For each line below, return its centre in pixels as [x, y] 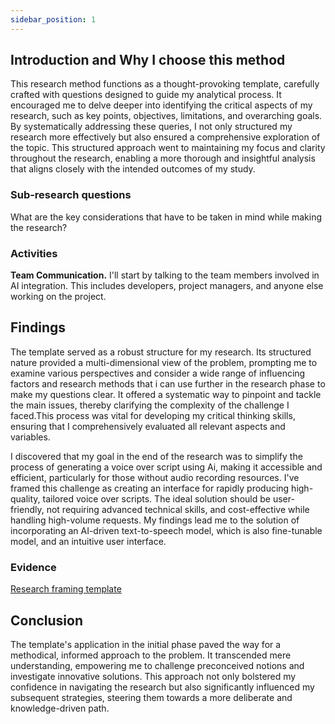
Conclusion [47, 620]
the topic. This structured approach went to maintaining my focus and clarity [168, 148]
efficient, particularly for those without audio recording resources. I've [155, 477]
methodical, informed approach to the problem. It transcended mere [151, 655]
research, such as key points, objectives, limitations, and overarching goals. [166, 116]
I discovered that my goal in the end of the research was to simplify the [156, 456]
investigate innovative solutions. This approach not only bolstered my [153, 676]
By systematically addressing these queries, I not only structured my [151, 127]
